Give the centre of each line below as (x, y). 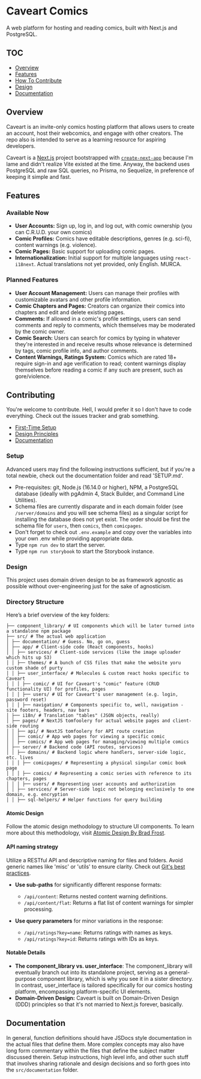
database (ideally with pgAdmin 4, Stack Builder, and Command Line (100, 493)
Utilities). (26, 500)
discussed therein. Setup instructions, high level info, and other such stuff (97, 1057)
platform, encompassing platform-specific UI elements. (83, 991)
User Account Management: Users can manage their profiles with (97, 293)
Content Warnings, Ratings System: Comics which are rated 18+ (96, 357)
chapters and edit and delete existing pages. (70, 312)
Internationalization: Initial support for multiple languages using (94, 258)
